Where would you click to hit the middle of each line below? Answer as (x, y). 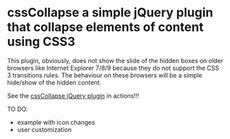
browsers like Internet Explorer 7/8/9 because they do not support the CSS (113, 68)
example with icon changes (56, 122)
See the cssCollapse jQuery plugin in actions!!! (73, 96)
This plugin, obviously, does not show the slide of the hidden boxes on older (115, 60)
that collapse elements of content (105, 27)
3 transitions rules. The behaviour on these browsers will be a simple (105, 75)
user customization (44, 129)
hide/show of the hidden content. (54, 82)
